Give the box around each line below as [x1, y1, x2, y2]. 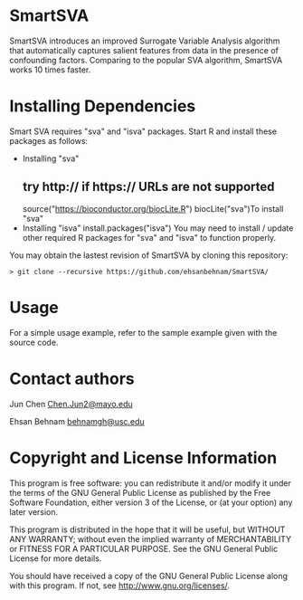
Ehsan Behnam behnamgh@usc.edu [9, 415, 145, 426]
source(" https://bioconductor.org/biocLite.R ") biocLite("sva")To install [22, 203, 284, 214]
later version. [9, 506, 59, 517]
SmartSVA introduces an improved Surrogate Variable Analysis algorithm [9, 35, 280, 46]
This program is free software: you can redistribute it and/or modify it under [9, 477, 291, 489]
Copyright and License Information [9, 447, 278, 468]
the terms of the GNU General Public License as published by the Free [9, 487, 271, 498]
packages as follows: [9, 135, 89, 146]
